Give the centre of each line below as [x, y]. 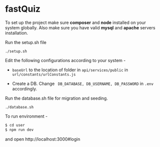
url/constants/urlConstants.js [44, 74]
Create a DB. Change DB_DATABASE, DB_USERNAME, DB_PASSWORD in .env [83, 84]
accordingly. [25, 88]
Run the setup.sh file [26, 42]
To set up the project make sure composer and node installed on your [76, 22]
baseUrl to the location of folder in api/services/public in [70, 70]
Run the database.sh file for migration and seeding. [57, 98]
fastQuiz [23, 9]
